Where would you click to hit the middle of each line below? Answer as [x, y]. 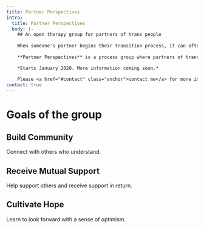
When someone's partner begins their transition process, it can [102, 46]
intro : [15, 18]
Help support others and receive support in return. [69, 185]
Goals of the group [54, 115]
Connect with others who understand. [54, 152]
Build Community [40, 137]
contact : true [24, 85]
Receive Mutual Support [53, 171]
